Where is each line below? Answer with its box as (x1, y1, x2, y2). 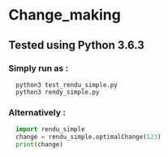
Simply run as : (8, 63, 69, 74)
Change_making (8, 6, 122, 24)
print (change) (15, 140, 63, 148)
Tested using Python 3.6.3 (8, 38, 144, 52)
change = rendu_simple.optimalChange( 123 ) (15, 133, 162, 142)
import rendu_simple (15, 125, 85, 133)
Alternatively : (8, 107, 67, 118)
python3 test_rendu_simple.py (15, 81, 118, 89)
